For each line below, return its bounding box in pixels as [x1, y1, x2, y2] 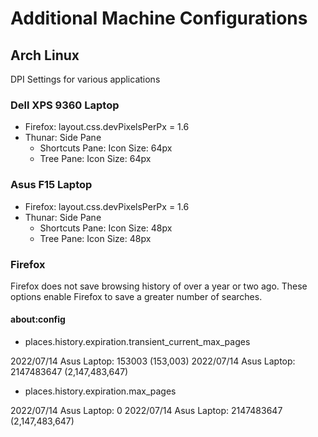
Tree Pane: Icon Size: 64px [39, 153, 152, 165]
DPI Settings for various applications [10, 73, 161, 85]
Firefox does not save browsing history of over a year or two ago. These [10, 280, 308, 292]
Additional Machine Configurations [10, 7, 308, 30]
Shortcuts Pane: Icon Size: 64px [39, 142, 173, 154]
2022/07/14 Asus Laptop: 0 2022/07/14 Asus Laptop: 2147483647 [10, 405, 283, 417]
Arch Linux [10, 47, 80, 64]
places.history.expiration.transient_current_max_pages [24, 336, 251, 348]
